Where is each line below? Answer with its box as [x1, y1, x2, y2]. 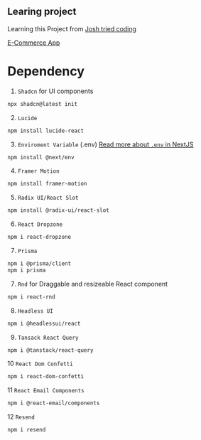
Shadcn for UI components [17, 87, 94, 95]
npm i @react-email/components [7, 399, 100, 407]
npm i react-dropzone [7, 234, 72, 241]
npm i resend [7, 426, 46, 434]
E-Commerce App [7, 38, 60, 47]
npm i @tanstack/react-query [7, 346, 94, 354]
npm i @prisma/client [7, 260, 72, 267]
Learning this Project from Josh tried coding [7, 24, 137, 33]
